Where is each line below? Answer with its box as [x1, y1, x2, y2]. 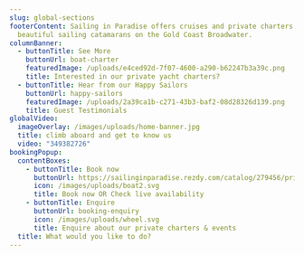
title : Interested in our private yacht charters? [25, 72, 221, 81]
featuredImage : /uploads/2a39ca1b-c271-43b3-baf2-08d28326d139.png [25, 97, 285, 107]
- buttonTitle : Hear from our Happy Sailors [17, 80, 188, 90]
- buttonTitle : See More [17, 47, 111, 56]
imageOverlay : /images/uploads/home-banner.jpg [17, 123, 201, 132]
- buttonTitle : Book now [25, 165, 119, 174]
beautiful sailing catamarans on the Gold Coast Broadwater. [17, 30, 253, 39]
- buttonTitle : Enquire [25, 198, 116, 208]
